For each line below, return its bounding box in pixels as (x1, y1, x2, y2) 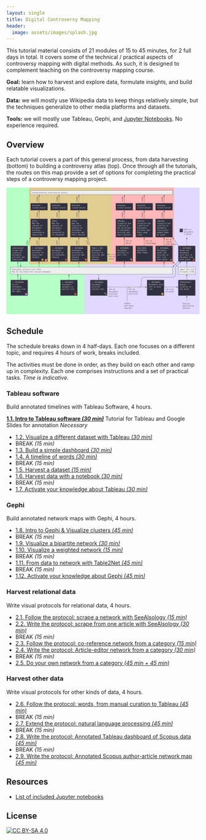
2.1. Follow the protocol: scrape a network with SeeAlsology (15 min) (15, 614, 188, 621)
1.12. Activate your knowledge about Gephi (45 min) (15, 572, 146, 580)
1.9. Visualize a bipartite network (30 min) (15, 540, 121, 547)
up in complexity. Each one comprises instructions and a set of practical (6, 367, 189, 374)
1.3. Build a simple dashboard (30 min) (15, 446, 112, 453)
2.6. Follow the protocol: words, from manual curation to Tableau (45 (15, 700, 189, 707)
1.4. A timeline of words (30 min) (15, 453, 97, 460)
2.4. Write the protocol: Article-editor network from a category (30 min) (15, 646, 196, 653)
